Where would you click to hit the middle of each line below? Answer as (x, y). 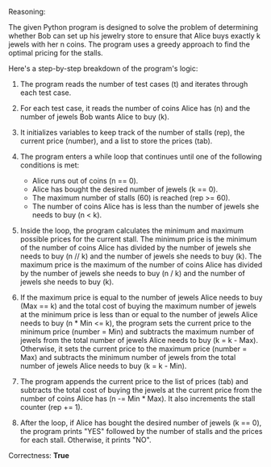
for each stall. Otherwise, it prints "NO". (85, 440)
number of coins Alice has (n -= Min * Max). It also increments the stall (138, 399)
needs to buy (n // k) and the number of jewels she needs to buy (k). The (141, 256)
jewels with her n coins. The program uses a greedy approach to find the (129, 44)
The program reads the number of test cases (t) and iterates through (134, 84)
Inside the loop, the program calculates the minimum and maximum (132, 230)
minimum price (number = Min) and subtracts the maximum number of (137, 332)
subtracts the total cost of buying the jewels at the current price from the (141, 390)
